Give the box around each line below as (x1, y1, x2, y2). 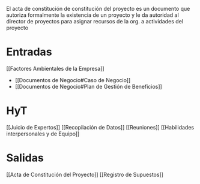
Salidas (6, 151, 44, 165)
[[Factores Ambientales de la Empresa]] (6, 65, 105, 72)
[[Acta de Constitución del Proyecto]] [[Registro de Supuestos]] (6, 171, 164, 178)
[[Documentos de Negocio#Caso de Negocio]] (14, 76, 131, 83)
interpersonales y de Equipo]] (6, 130, 80, 137)
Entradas (6, 45, 52, 59)
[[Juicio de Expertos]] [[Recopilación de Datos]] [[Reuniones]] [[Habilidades (6, 123, 194, 131)
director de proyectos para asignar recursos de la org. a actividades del (6, 18, 183, 25)
